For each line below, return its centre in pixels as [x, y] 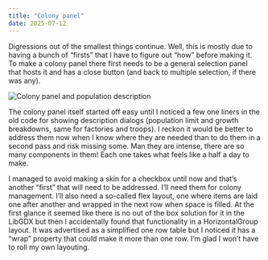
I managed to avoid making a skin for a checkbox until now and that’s [123, 179]
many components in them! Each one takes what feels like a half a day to [129, 155]
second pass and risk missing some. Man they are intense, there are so [126, 146]
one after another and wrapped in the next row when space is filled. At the [132, 204]
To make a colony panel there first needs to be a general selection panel [128, 63]
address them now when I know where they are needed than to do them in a [134, 137]
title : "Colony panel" [46, 16]
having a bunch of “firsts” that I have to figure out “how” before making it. [130, 55]
